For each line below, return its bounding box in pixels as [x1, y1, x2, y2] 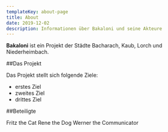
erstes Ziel [14, 83, 41, 91]
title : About [6, 14, 39, 20]
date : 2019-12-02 [6, 20, 50, 26]
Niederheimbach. [6, 49, 49, 56]
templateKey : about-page [6, 8, 68, 15]
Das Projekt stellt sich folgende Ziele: [6, 71, 98, 79]
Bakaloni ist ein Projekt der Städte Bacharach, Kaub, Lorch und [6, 42, 163, 49]
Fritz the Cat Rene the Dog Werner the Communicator [6, 119, 139, 127]
